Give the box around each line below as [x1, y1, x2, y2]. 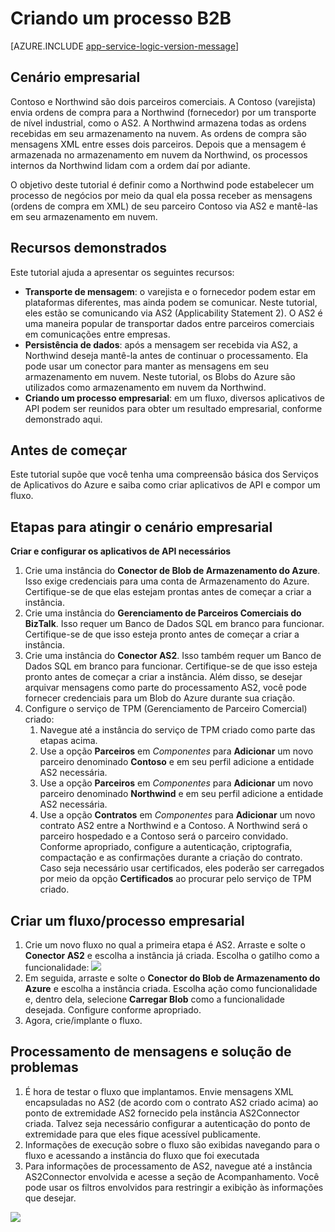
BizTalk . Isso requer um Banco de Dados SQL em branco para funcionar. [24, 618, 325, 630]
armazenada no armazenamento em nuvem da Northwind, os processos [10, 148, 308, 161]
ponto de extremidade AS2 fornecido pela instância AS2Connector [24, 1107, 300, 1119]
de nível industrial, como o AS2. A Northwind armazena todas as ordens [10, 117, 307, 129]
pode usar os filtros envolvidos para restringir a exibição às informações [24, 1181, 324, 1193]
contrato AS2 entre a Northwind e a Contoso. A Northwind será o [39, 820, 308, 832]
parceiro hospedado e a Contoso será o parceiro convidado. [39, 830, 289, 842]
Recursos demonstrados [10, 240, 168, 257]
